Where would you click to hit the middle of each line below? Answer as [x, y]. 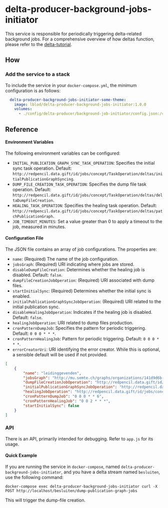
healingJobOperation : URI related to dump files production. [73, 323]
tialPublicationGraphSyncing [43, 179]
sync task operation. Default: [42, 168]
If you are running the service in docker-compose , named [62, 466]
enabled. [21, 296]
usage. [12, 444]
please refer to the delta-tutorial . [39, 44]
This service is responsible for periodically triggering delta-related [73, 34]
